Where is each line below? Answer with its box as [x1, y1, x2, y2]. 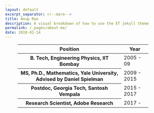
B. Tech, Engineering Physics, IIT [30, 55, 109, 61]
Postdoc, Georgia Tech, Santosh [31, 85, 108, 91]
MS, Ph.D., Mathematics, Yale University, [20, 70, 118, 76]
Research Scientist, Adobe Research [25, 100, 114, 106]
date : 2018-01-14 [5, 30, 41, 35]
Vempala [59, 91, 80, 97]
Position [59, 46, 79, 52]
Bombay [59, 61, 80, 67]
